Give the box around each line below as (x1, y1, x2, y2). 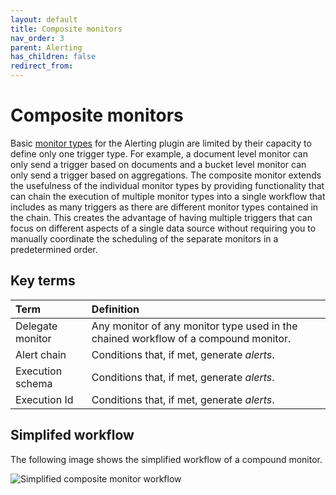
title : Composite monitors (10, 24, 123, 34)
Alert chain (15, 347, 67, 361)
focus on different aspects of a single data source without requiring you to (10, 222, 317, 234)
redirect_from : (10, 61, 74, 71)
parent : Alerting (10, 42, 83, 53)
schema (15, 376, 53, 390)
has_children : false (10, 52, 97, 62)
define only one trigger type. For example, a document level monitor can (10, 147, 308, 160)
